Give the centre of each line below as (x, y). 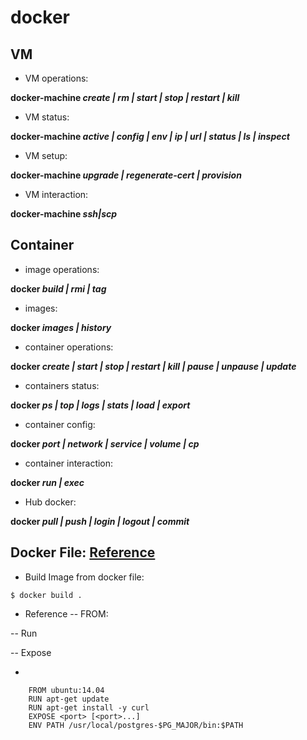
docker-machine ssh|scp (64, 214)
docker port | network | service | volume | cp (105, 443)
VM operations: (56, 78)
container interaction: (69, 463)
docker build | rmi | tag (58, 288)
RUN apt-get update (69, 699)
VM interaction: (56, 194)
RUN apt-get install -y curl (89, 707)
